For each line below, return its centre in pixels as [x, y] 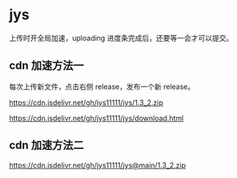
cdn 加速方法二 [46, 146]
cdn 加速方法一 [46, 66]
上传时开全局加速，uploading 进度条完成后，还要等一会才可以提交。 [121, 38]
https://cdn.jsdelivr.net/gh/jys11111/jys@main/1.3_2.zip [98, 165]
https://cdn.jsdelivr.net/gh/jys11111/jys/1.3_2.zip [86, 103]
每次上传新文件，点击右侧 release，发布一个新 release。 [102, 87]
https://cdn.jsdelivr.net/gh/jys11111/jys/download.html [96, 118]
